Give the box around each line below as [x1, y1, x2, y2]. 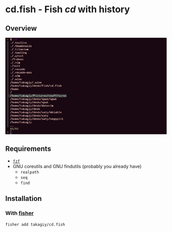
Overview [5, 24, 37, 33]
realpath [20, 170, 39, 175]
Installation [5, 194, 42, 203]
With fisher [5, 210, 34, 217]
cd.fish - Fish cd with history [5, 4, 130, 15]
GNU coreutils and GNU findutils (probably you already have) [12, 163, 142, 169]
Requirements [5, 144, 51, 153]
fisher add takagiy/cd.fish [5, 222, 66, 227]
